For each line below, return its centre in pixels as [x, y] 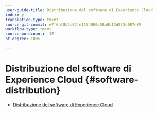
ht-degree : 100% [23, 39]
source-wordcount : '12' [31, 34]
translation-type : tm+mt [32, 20]
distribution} [33, 91]
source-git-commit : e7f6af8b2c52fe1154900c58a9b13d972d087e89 [73, 24]
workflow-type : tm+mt [29, 29]
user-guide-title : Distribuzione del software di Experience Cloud [79, 10]
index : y [15, 15]
